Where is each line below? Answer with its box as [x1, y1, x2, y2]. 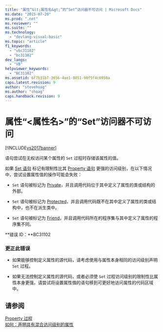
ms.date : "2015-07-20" [5, 12, 51, 17]
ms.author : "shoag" [5, 89, 45, 94]
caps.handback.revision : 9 [5, 94, 60, 98]
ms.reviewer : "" [5, 21, 38, 26]
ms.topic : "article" [5, 39, 47, 44]
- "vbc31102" [9, 48, 36, 53]
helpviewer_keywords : [5, 67, 49, 71]
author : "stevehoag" [5, 84, 47, 90]
